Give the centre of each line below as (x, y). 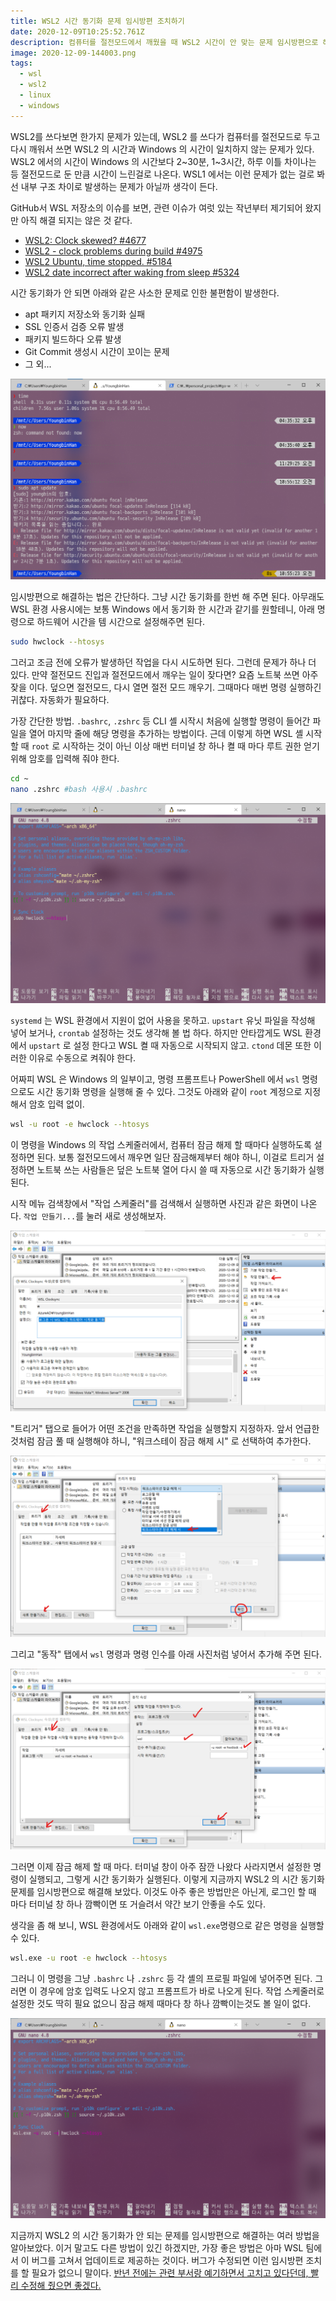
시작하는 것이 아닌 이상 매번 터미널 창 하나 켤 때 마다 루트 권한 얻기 (191, 746)
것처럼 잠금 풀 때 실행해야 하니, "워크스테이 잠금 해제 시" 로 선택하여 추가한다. (161, 1441)
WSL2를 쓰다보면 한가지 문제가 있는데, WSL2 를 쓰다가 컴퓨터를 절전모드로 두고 (165, 136)
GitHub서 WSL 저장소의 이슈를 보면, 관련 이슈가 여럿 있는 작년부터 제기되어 (156, 207)
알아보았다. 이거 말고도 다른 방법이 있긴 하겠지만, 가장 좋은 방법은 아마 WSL (157, 2248)
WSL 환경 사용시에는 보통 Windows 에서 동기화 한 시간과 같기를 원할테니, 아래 (162, 609)
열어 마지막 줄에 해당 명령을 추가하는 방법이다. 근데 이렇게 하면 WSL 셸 (166, 733)
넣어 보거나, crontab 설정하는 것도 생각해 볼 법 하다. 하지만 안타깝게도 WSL (156, 1033)
